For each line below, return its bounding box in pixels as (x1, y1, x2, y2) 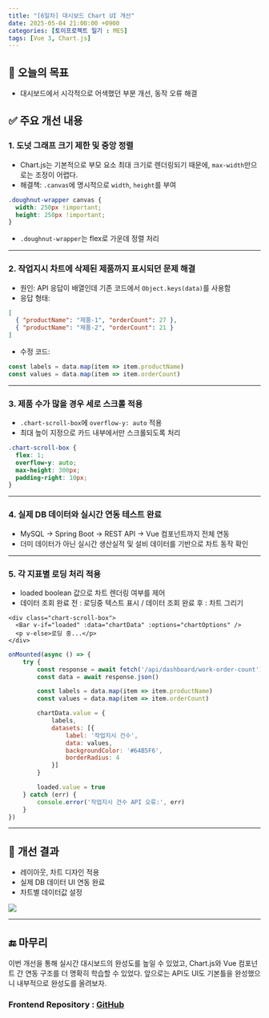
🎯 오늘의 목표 (8, 66, 70, 79)
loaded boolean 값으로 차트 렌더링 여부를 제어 (19, 588, 166, 598)
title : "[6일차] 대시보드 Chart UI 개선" (8, 11, 135, 20)
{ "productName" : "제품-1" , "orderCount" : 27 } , (15, 316, 178, 324)
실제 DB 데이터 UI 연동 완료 (19, 878, 106, 887)
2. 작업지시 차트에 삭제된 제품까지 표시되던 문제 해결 (8, 264, 196, 275)
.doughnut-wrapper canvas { (8, 195, 102, 204)
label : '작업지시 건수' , (65, 731, 139, 739)
